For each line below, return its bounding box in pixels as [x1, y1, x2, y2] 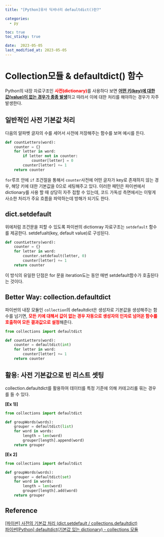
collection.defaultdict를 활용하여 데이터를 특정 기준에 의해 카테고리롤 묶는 [5, 385, 147, 391]
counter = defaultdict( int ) [14, 343, 71, 347]
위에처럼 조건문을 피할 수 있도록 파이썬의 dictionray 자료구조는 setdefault [5, 224, 148, 230]
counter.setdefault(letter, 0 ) [23, 254, 87, 259]
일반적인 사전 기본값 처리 [5, 116, 75, 124]
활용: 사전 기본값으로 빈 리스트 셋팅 [5, 371, 104, 380]
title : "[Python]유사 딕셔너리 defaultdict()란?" [5, 7, 102, 12]
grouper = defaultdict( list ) [14, 424, 74, 429]
